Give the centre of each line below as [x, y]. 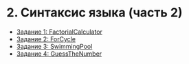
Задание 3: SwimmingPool [54, 46]
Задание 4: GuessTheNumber [59, 54]
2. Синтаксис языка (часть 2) [94, 13]
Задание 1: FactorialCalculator [59, 32]
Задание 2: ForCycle [46, 39]
